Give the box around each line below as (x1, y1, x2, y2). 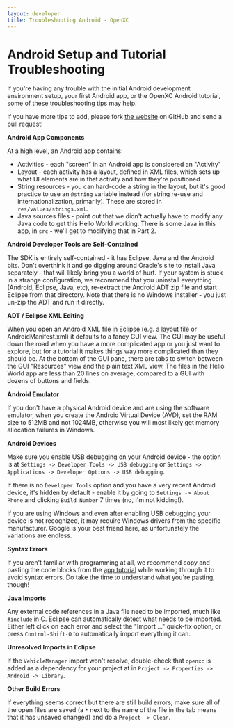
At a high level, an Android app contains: (7, 147, 123, 155)
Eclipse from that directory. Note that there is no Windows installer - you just (7, 291, 227, 299)
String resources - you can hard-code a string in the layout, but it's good (17, 182, 226, 191)
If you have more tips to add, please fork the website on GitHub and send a (7, 113, 223, 121)
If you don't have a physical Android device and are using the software (7, 404, 210, 412)
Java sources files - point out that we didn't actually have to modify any (17, 212, 223, 220)
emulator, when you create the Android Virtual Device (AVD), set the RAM (7, 411, 218, 419)
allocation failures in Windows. (7, 426, 95, 435)
